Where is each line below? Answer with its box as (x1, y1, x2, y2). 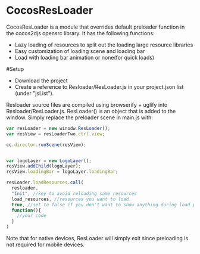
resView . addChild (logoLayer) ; (6, 163, 82, 169)
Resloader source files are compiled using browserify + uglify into (6, 101, 168, 108)
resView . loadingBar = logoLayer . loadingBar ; (6, 169, 118, 175)
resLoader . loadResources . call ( (6, 179, 84, 185)
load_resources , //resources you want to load (11, 196, 129, 202)
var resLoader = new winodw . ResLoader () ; (6, 125, 111, 131)
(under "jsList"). (14, 89, 54, 97)
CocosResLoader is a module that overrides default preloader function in (6, 23, 185, 30)
